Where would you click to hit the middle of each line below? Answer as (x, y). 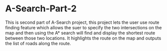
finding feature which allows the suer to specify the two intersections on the (83, 27)
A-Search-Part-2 (41, 9)
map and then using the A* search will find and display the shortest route (80, 33)
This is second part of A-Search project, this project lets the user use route (82, 22)
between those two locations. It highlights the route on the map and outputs (83, 38)
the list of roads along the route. (38, 43)
